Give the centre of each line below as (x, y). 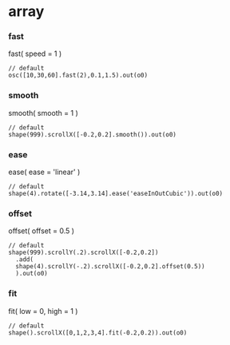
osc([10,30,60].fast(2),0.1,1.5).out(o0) (78, 75)
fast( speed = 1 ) (35, 54)
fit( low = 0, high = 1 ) (43, 311)
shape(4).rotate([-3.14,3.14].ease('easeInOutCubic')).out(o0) (116, 194)
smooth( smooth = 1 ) (43, 113)
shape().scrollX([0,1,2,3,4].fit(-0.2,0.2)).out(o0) (98, 333)
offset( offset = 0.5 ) (41, 231)
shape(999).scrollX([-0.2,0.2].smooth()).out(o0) (93, 134)
